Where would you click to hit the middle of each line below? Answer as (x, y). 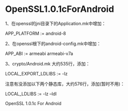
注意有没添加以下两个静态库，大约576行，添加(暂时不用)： (65, 84)
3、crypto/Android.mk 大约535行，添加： (48, 63)
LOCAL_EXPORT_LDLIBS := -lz (36, 73)
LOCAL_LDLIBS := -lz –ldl (31, 94)
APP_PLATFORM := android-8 (35, 33)
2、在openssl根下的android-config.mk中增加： (53, 44)
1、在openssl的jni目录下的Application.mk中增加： (56, 23)
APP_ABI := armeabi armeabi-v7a (39, 54)
